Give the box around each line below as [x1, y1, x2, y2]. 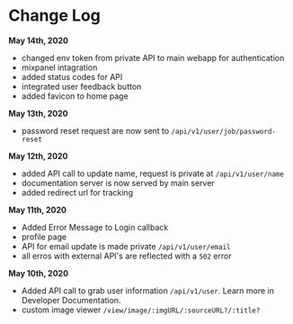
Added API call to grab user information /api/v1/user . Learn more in [21, 285, 275, 296]
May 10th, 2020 [8, 267, 69, 278]
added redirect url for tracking [21, 187, 134, 197]
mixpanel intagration [21, 62, 98, 73]
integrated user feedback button [21, 81, 142, 92]
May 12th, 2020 [8, 150, 68, 162]
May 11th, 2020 [8, 204, 67, 215]
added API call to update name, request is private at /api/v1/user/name [21, 168, 285, 179]
